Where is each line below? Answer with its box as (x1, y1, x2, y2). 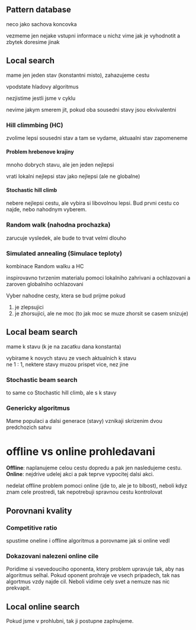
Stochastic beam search (6, 375, 78, 384)
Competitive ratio (6, 524, 57, 532)
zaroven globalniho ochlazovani (6, 280, 84, 287)
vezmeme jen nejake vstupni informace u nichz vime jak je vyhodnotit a (6, 32, 181, 39)
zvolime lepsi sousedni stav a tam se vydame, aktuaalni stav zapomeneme (6, 134, 188, 142)
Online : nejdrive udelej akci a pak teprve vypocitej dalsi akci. (6, 471, 155, 478)
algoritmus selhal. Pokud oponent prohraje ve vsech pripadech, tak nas (6, 572, 181, 579)
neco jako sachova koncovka (6, 20, 77, 27)
